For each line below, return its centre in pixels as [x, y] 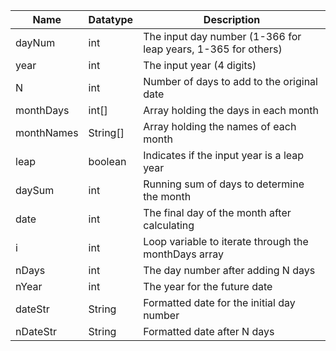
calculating [169, 225]
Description [232, 19]
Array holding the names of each [220, 126]
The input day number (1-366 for [222, 36]
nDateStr [36, 331]
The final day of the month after [217, 212]
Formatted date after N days [209, 331]
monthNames [47, 132]
